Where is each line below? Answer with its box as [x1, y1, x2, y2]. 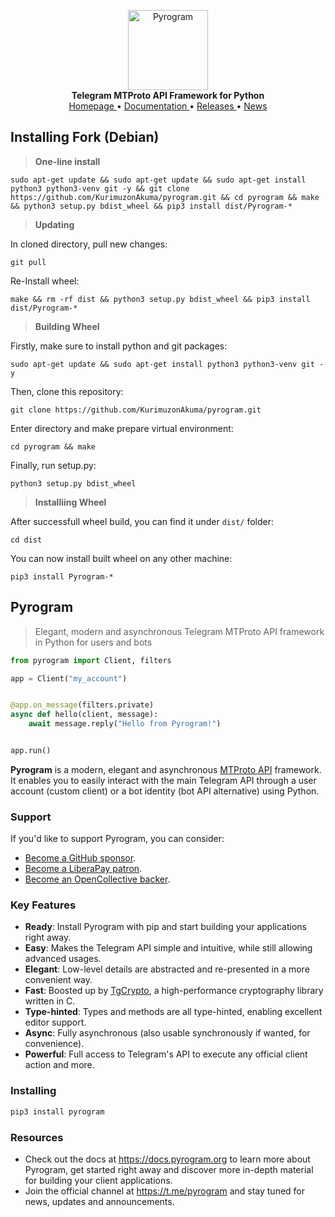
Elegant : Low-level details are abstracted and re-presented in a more [24, 963, 310, 975]
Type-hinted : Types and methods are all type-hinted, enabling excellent [24, 1006, 323, 1018]
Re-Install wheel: [10, 275, 80, 287]
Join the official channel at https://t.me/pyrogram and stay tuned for [24, 1185, 306, 1197]
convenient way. [24, 974, 93, 986]
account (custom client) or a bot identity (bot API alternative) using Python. [10, 785, 320, 797]
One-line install [34, 155, 101, 167]
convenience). [24, 1038, 85, 1050]
